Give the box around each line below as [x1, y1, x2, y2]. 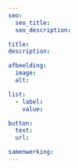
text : [15, 126, 34, 134]
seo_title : [15, 19, 51, 27]
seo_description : [15, 26, 72, 34]
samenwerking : [8, 148, 55, 156]
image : [15, 69, 37, 77]
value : [22, 105, 44, 113]
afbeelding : [8, 62, 47, 70]
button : [8, 119, 34, 127]
